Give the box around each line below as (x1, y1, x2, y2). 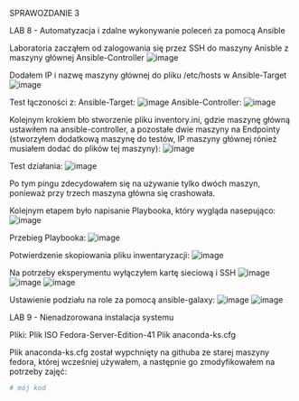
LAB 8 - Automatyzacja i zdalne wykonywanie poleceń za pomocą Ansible (9, 25, 286, 35)
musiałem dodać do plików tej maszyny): (9, 144, 161, 154)
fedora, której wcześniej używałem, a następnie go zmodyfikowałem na (9, 357, 276, 367)
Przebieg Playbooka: (9, 232, 87, 243)
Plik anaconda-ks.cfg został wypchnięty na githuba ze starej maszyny (9, 347, 269, 358)
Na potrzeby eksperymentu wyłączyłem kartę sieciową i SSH (9, 267, 237, 278)
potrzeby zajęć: (9, 366, 68, 377)
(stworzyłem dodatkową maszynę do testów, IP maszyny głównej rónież (9, 134, 277, 144)
